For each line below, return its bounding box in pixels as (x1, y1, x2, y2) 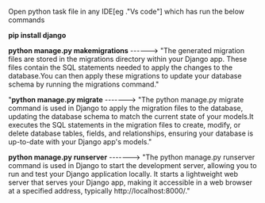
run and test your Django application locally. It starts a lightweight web (8, 170, 239, 178)
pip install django (8, 31, 67, 40)
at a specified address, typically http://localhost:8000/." (8, 186, 190, 195)
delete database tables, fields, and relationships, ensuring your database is (8, 128, 254, 138)
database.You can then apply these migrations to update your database (8, 71, 242, 80)
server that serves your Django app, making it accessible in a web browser (8, 178, 252, 187)
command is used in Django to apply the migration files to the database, (8, 103, 244, 113)
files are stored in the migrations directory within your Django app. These (8, 55, 248, 63)
